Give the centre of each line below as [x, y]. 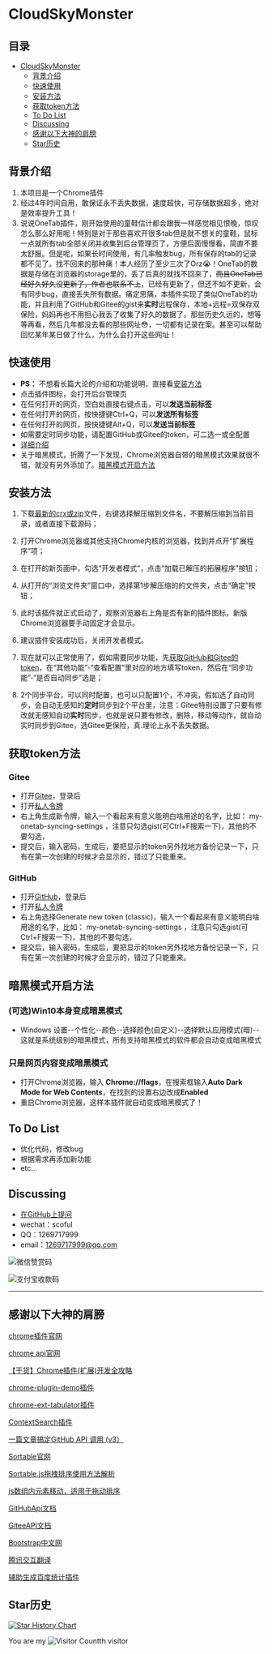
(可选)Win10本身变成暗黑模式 [66, 1010]
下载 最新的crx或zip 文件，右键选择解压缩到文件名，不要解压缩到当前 [133, 514]
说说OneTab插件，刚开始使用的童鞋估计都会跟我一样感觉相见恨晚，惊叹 [139, 223]
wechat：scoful [46, 1224]
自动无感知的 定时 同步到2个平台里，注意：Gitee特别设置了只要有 [148, 705]
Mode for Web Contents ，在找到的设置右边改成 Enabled [114, 1092]
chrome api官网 [34, 1353]
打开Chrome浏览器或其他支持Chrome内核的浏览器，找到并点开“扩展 [133, 541]
